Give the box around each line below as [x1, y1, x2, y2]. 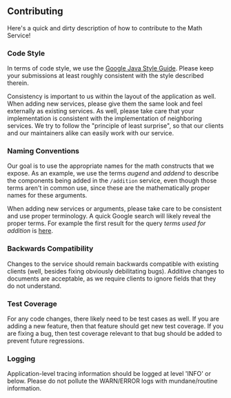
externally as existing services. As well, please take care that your [7, 107, 194, 115]
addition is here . [7, 227, 54, 235]
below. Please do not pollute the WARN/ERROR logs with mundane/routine [7, 377, 218, 386]
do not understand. [7, 281, 62, 290]
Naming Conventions [7, 146, 80, 156]
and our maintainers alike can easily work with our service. [7, 129, 174, 138]
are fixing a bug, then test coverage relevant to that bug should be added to [7, 330, 222, 337]
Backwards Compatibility [7, 244, 94, 254]
